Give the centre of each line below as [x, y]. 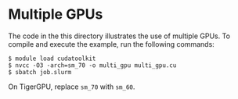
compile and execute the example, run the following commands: [112, 44]
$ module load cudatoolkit [52, 58]
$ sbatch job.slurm [40, 72]
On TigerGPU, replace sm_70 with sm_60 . [72, 87]
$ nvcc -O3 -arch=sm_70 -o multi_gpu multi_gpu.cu [92, 65]
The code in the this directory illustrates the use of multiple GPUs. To [119, 36]
